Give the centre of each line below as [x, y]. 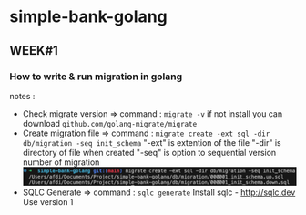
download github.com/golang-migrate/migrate [110, 123]
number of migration [61, 162]
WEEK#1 [34, 51]
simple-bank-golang [89, 17]
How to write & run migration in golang [96, 77]
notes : [22, 96]
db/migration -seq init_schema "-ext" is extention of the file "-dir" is [152, 142]
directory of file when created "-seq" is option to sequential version [149, 152]
